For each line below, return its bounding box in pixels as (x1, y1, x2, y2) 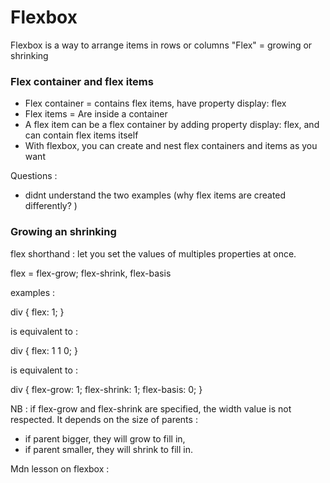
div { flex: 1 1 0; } (10, 344, 78, 356)
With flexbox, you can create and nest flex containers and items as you (24, 140, 318, 152)
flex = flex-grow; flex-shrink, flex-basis (10, 267, 172, 279)
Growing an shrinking (10, 225, 117, 239)
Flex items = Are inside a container (24, 108, 168, 120)
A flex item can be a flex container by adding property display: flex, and (24, 119, 320, 131)
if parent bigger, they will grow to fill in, (24, 432, 186, 445)
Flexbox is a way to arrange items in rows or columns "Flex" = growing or (10, 39, 313, 51)
